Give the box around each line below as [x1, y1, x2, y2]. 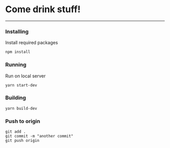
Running [5, 61, 27, 68]
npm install [5, 49, 30, 54]
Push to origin [5, 117, 40, 125]
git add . [5, 129, 26, 134]
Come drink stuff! [5, 4, 81, 15]
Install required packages [5, 40, 58, 46]
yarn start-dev [5, 82, 37, 87]
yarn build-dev [5, 106, 37, 111]
